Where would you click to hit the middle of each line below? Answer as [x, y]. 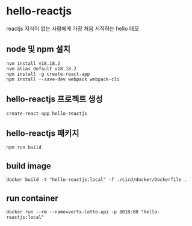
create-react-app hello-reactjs [47, 113]
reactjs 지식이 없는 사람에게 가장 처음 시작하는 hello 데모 [73, 28]
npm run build [24, 148]
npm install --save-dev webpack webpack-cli [63, 79]
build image [29, 166]
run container [32, 198]
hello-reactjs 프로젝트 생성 [55, 99]
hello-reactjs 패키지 [43, 133]
